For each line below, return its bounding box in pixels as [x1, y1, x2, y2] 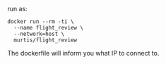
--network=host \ [13, 30, 65, 37]
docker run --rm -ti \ [7, 18, 74, 25]
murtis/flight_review [13, 37, 78, 44]
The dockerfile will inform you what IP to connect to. [7, 49, 160, 57]
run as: [7, 5, 28, 13]
